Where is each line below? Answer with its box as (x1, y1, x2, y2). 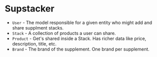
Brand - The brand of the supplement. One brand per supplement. (12, 46, 150, 52)
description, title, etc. (12, 40, 57, 46)
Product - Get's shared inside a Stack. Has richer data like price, (12, 35, 146, 41)
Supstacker (5, 3, 54, 14)
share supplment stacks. (12, 24, 64, 30)
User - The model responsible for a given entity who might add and (12, 19, 152, 25)
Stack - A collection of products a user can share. (12, 30, 116, 36)
